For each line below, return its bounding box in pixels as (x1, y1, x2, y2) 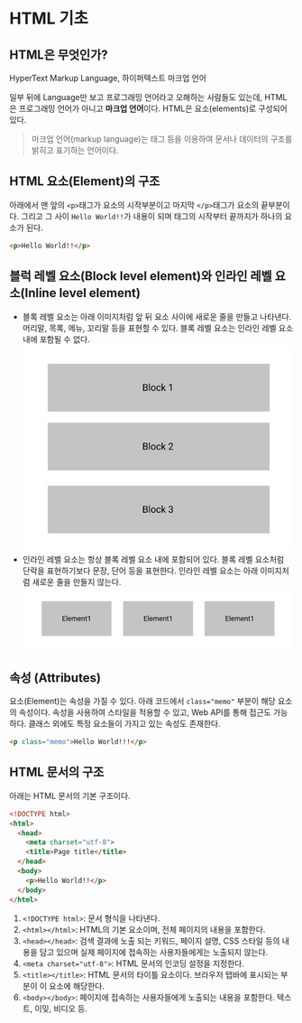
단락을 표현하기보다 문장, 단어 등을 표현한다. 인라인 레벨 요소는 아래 (22, 565, 259, 576)
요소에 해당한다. (49, 981, 105, 991)
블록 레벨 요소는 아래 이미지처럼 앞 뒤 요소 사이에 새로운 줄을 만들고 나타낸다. (22, 311, 292, 321)
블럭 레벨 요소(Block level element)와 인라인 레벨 (9, 268, 272, 284)
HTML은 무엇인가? (9, 47, 108, 62)
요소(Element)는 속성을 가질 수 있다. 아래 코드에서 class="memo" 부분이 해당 (9, 696, 277, 707)
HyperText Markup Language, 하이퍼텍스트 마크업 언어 (9, 73, 207, 83)
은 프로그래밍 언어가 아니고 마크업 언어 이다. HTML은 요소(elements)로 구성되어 (9, 103, 288, 114)
